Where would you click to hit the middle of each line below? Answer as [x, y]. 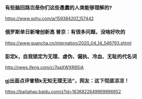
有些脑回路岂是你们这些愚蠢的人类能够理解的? [59, 7]
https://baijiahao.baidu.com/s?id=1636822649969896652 [63, 92]
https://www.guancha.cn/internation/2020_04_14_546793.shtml [68, 43]
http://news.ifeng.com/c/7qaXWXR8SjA [44, 67]
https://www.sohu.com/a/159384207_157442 [49, 18]
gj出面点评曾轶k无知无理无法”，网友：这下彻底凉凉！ [67, 81]
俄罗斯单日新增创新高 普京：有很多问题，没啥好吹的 [65, 32]
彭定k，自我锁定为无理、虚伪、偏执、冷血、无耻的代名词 [71, 56]
